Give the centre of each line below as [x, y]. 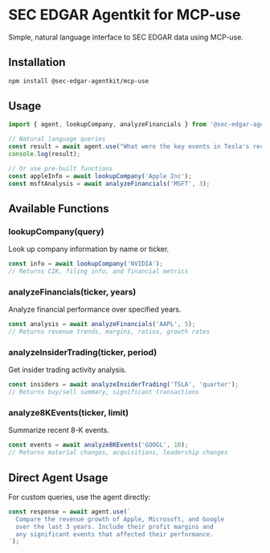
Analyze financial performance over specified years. [95, 310]
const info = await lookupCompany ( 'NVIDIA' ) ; [86, 264]
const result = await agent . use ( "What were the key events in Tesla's [129, 147]
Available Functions [59, 208]
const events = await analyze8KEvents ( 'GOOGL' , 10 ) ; [98, 445]
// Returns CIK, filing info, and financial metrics [98, 271]
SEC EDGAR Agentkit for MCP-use [125, 15]
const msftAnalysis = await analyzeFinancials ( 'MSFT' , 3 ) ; [109, 184]
